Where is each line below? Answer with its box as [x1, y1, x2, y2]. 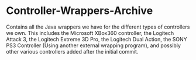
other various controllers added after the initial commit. [6, 48, 139, 55]
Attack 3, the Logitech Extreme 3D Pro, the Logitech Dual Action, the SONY [6, 36, 187, 43]
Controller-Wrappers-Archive [6, 4, 153, 17]
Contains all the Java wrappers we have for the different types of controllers [6, 23, 190, 30]
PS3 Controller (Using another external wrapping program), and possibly [6, 42, 181, 49]
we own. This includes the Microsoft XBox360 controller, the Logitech [6, 29, 174, 36]
